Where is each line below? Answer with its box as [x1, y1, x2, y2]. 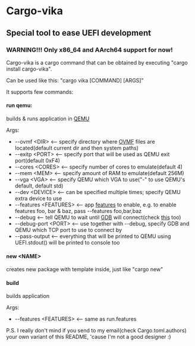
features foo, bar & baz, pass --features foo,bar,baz [14, 208, 142, 215]
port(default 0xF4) [14, 157, 61, 164]
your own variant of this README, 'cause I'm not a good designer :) [6, 334, 171, 341]
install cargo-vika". [6, 65, 52, 72]
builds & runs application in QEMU [6, 115, 90, 122]
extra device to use [14, 195, 62, 202]
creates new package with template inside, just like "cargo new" [6, 266, 163, 273]
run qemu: [6, 102, 33, 109]
